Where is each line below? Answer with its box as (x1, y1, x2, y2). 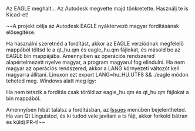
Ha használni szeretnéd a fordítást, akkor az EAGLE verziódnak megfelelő (6, 40, 184, 47)
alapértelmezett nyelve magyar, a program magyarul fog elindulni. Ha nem (6, 58, 185, 65)
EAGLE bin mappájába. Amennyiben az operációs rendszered (6, 53, 154, 59)
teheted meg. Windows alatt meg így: (6, 77, 97, 84)
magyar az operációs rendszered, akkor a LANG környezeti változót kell (6, 65, 180, 72)
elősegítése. (6, 29, 36, 36)
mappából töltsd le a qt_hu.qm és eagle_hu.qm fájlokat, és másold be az (6, 46, 181, 53)
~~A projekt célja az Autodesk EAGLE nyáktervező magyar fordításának (6, 23, 179, 29)
